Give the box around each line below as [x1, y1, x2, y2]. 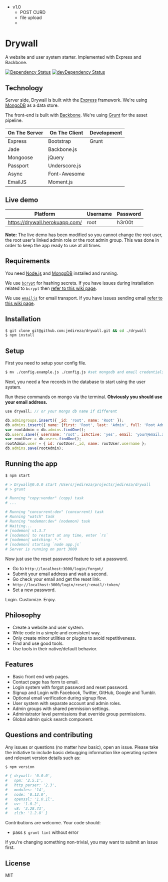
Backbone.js [48, 146, 77, 153]
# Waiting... [5, 523, 32, 528]
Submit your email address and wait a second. [12, 571, 108, 577]
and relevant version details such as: [5, 755, 81, 761]
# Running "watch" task [5, 514, 55, 519]
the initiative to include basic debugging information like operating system [5, 749, 157, 755]
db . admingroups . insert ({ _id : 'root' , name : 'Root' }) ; [5, 418, 124, 423]
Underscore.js [48, 162, 81, 169]
